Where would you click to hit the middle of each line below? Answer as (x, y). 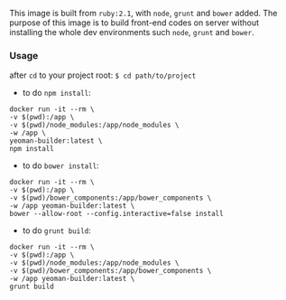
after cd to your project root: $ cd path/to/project (103, 75)
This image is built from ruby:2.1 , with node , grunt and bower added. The (143, 13)
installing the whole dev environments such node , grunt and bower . (132, 32)
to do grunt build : (57, 230)
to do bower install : (60, 165)
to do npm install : (57, 93)
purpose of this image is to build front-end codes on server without (134, 23)
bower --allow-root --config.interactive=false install (116, 214)
